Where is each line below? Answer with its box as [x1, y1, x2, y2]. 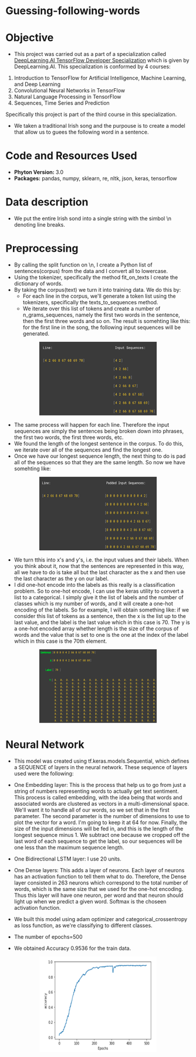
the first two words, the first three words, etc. [13, 434, 124, 441]
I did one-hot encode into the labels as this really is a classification [13, 581, 175, 588]
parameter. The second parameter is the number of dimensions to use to [13, 812, 190, 819]
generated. [22, 330, 50, 337]
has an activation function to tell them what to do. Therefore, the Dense [13, 873, 187, 880]
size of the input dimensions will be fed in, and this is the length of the [13, 825, 184, 832]
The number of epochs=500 [13, 933, 83, 940]
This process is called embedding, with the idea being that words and [13, 793, 183, 801]
